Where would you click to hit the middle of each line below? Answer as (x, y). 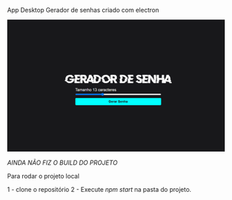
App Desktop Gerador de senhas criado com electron (83, 10)
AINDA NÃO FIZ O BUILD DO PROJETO (62, 163)
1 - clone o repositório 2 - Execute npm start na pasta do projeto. (99, 189)
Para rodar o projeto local (43, 176)
